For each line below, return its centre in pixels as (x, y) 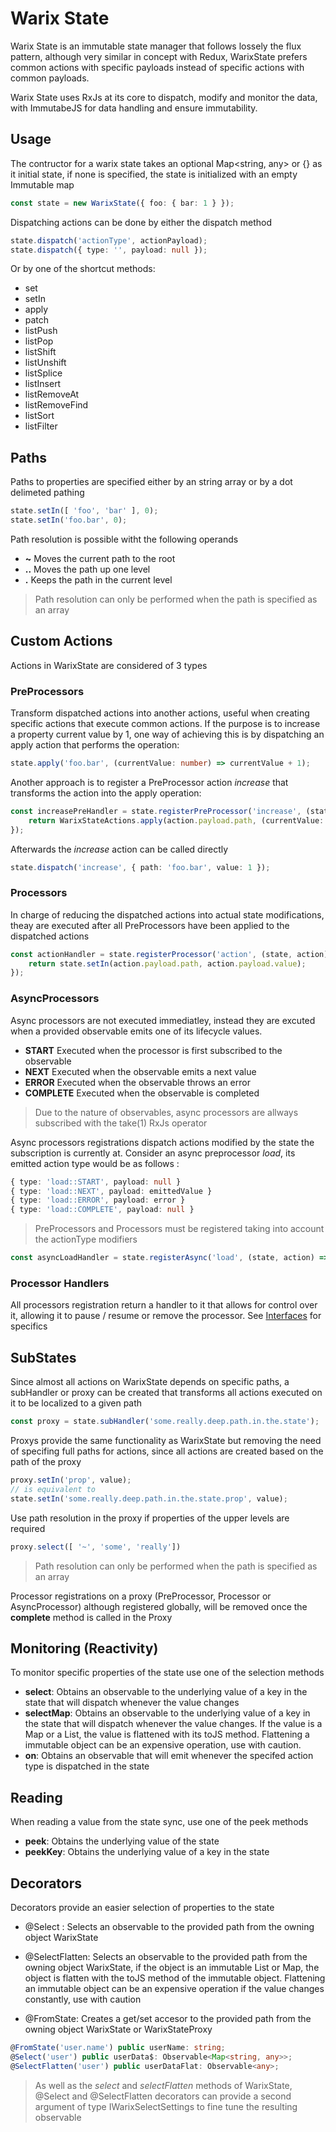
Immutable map (42, 184)
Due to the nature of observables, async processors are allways (166, 1112)
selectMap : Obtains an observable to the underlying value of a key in (167, 1713)
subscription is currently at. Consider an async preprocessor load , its (153, 1153)
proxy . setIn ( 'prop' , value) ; (71, 1480)
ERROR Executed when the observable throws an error (137, 1082)
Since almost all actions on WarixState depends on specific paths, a (150, 1382)
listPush (41, 331)
